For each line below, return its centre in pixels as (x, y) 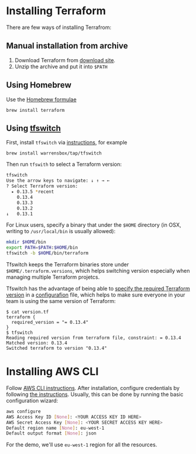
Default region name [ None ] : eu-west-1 (55, 428)
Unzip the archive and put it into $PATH (61, 66)
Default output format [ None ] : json (51, 433)
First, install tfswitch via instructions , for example (67, 143)
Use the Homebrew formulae (41, 99)
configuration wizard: (32, 400)
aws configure (24, 411)
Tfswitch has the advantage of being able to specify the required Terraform (98, 289)
